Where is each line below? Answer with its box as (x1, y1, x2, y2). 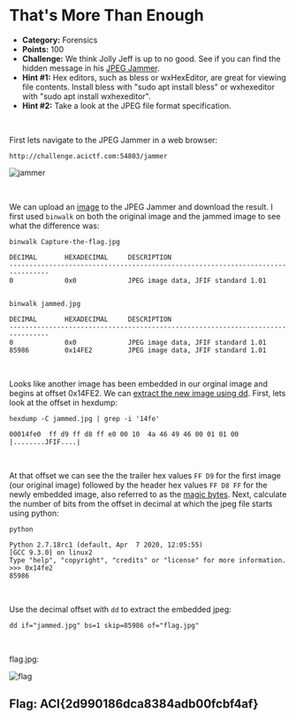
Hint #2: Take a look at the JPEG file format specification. (21, 100, 231, 111)
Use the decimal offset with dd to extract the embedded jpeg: (9, 603, 231, 615)
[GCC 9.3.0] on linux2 (9, 548, 93, 557)
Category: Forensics (21, 34, 98, 45)
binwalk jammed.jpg (9, 299, 81, 308)
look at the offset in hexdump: (9, 397, 118, 408)
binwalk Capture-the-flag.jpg (9, 237, 121, 246)
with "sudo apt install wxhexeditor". (21, 90, 151, 102)
